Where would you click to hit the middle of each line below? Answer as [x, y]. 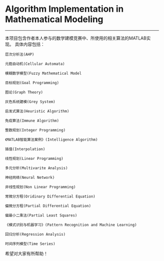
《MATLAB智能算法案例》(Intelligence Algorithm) [51, 140]
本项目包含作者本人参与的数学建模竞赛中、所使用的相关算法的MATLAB [76, 38]
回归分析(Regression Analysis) [35, 234]
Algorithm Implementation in [64, 9]
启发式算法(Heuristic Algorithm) [37, 111]
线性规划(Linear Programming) [34, 158]
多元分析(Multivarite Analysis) [37, 168]
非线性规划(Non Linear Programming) [41, 187]
